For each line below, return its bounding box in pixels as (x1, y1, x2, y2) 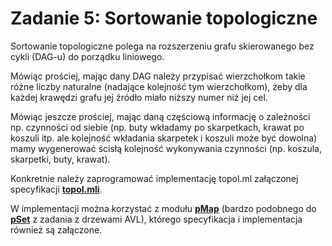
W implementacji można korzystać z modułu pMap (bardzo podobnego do (10, 202, 317, 214)
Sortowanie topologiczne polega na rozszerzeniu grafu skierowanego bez (10, 40, 315, 52)
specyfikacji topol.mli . (10, 183, 103, 195)
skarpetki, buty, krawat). (10, 153, 111, 165)
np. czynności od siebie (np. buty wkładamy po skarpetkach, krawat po (10, 121, 305, 133)
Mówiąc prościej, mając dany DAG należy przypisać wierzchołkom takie (10, 70, 306, 82)
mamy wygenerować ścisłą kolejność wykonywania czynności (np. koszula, (10, 142, 322, 154)
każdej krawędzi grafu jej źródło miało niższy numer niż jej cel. (10, 91, 268, 103)
